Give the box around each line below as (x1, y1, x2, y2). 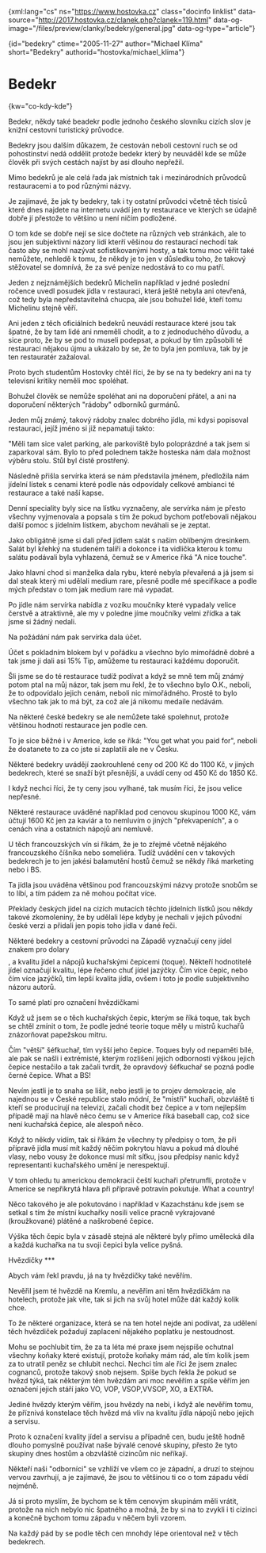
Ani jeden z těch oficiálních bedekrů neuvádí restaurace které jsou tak (8, 318, 237, 328)
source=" (8, 15, 40, 25)
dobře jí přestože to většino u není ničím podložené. (8, 213, 177, 223)
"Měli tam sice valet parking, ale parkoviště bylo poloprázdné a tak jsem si (8, 439, 251, 448)
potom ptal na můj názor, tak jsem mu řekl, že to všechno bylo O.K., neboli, (8, 680, 252, 689)
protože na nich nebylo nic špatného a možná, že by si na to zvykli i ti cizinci (8, 1505, 257, 1514)
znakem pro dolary (8, 944, 70, 954)
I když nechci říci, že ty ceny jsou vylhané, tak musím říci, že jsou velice (8, 783, 243, 792)
